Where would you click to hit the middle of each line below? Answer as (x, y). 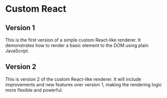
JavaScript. (17, 51)
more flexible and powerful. (34, 90)
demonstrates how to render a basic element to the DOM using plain (77, 45)
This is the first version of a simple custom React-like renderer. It (73, 40)
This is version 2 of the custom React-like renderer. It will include (73, 79)
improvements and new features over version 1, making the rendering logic (83, 84)
